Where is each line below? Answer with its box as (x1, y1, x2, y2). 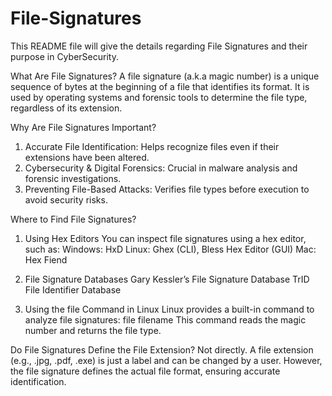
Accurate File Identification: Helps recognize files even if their (24, 140, 280, 152)
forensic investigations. (24, 172, 122, 184)
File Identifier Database (24, 283, 122, 296)
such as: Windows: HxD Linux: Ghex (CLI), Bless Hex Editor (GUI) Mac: (24, 243, 317, 255)
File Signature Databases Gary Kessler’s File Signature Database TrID (24, 273, 310, 285)
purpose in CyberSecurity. (10, 50, 119, 62)
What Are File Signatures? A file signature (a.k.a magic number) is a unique (10, 70, 320, 82)
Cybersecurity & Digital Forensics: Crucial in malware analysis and (24, 162, 298, 174)
